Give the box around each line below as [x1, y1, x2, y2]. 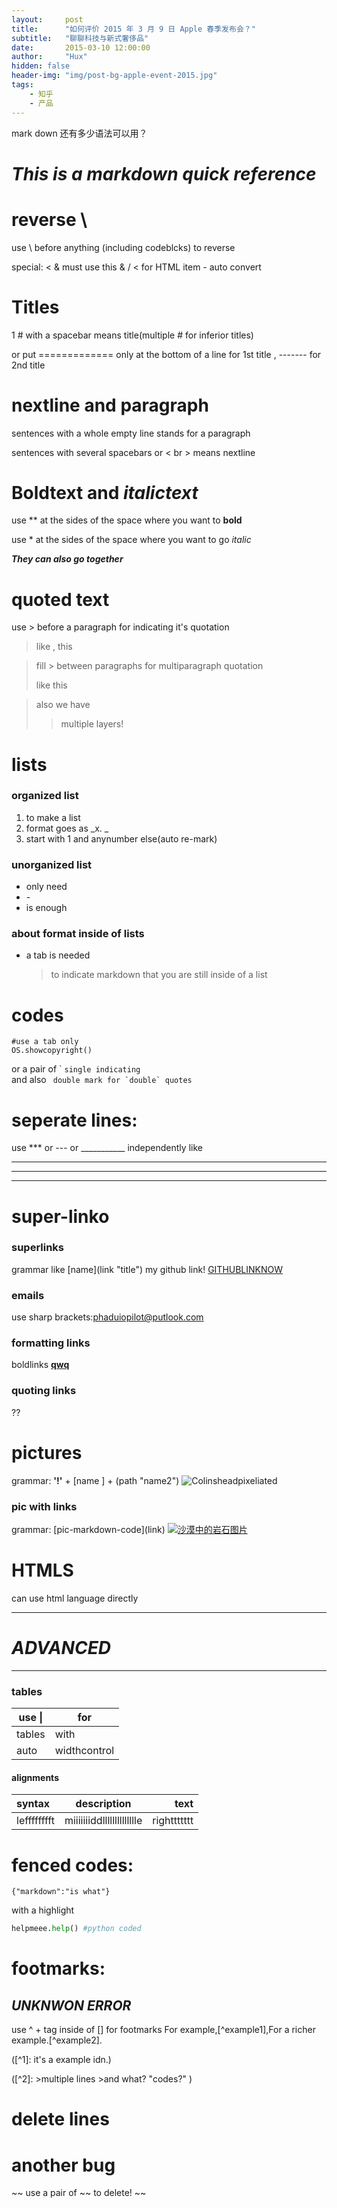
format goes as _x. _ [25, 822, 109, 834]
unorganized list [11, 857, 93, 871]
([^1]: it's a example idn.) [11, 2054, 112, 2066]
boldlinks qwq [11, 1359, 70, 1371]
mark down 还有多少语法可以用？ [11, 127, 148, 139]
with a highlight [11, 1904, 75, 1916]
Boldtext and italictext [11, 481, 199, 504]
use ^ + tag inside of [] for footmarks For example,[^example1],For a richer [11, 2024, 316, 2036]
